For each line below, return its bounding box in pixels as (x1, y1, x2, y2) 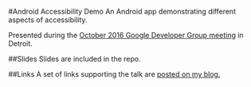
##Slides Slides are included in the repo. (8, 55, 141, 63)
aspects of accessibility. (8, 15, 88, 25)
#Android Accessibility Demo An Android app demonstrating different (8, 7, 237, 16)
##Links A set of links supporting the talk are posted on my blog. (8, 70, 221, 78)
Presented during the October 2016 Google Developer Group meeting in (8, 31, 245, 40)
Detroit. (8, 39, 33, 48)
